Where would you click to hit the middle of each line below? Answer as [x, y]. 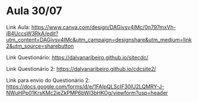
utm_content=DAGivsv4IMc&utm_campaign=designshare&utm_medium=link [99, 40]
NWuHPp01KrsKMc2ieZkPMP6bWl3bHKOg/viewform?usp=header [87, 93]
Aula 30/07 [34, 11]
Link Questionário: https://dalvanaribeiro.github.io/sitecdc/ [77, 57]
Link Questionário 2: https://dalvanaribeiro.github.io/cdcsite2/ [81, 68]
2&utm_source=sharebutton [40, 46]
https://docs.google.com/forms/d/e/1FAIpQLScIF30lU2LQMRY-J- [85, 86]
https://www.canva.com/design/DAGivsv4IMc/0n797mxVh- [104, 27]
